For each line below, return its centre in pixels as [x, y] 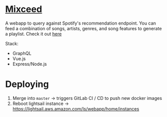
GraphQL [22, 53]
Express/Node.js [29, 64]
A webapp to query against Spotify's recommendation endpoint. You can [81, 23]
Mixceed [24, 9]
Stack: [12, 43]
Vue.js [19, 58]
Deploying [27, 84]
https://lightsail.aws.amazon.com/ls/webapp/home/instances [76, 108]
